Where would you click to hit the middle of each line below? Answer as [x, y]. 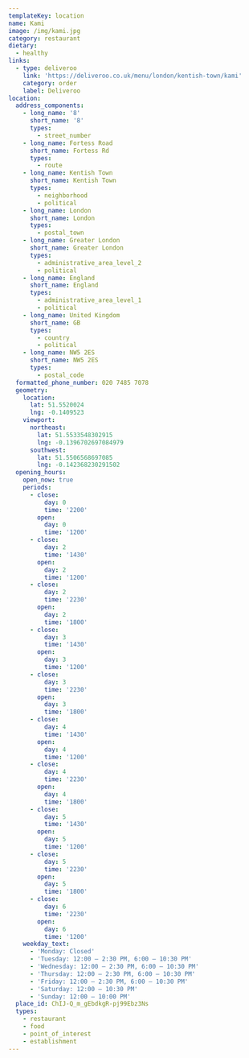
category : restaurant [45, 38]
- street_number [64, 135]
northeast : [48, 428]
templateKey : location [46, 16]
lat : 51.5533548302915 [75, 435]
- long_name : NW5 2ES [59, 353]
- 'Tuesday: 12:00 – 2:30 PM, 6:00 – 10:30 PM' [111, 959]
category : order [50, 83]
